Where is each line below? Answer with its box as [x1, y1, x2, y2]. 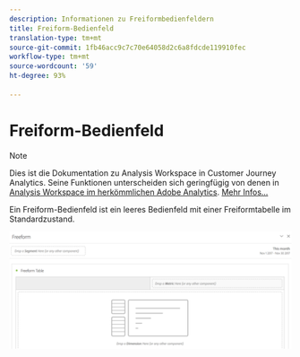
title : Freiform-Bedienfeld [9, 23, 115, 33]
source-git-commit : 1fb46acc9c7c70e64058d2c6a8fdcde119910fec [9, 43, 246, 52]
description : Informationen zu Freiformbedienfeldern [9, 14, 215, 23]
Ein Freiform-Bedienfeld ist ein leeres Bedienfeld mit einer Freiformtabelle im [9, 204, 291, 214]
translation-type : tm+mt [9, 33, 102, 42]
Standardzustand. [9, 213, 75, 224]
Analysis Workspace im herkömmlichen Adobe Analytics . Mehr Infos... [9, 187, 269, 197]
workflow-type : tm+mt [9, 52, 90, 62]
